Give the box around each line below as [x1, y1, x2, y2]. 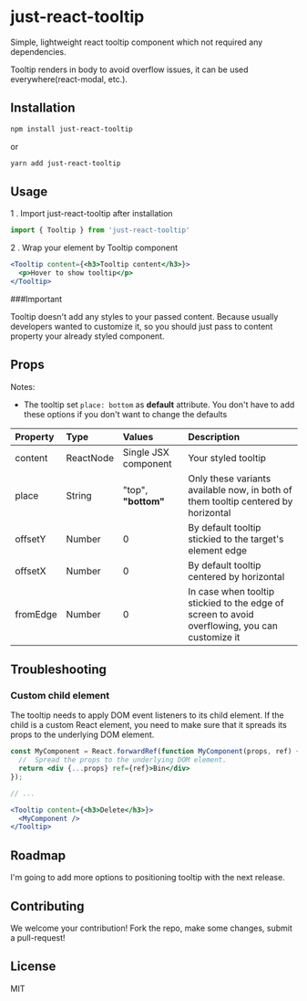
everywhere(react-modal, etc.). [10, 73, 128, 84]
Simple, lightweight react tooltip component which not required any [10, 37, 263, 47]
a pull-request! [10, 932, 67, 943]
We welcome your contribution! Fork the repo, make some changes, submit [10, 922, 292, 933]
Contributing [10, 898, 85, 914]
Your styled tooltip [187, 451, 267, 464]
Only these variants [187, 472, 271, 485]
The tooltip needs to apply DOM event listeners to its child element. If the [10, 710, 285, 721]
